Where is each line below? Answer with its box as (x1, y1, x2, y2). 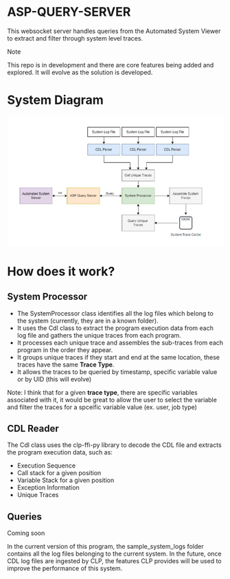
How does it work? (7, 263, 115, 279)
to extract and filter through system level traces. (7, 34, 143, 42)
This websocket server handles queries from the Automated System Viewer (7, 27, 221, 35)
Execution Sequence (16, 461, 76, 470)
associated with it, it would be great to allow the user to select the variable (7, 395, 218, 404)
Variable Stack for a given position (16, 476, 115, 485)
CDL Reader (7, 422, 60, 434)
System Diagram (7, 92, 104, 108)
